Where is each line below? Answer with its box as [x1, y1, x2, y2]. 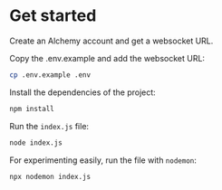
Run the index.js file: [9, 120, 89, 131]
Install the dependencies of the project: [9, 87, 156, 98]
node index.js [9, 138, 63, 147]
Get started [9, 5, 97, 26]
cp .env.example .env [9, 70, 92, 80]
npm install [9, 104, 54, 113]
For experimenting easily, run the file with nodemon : [9, 155, 198, 166]
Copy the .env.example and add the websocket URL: [9, 52, 206, 63]
